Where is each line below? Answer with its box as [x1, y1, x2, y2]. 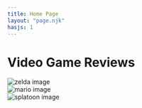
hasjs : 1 [7, 23, 33, 31]
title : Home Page [7, 10, 59, 18]
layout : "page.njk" [7, 17, 65, 24]
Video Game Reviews [7, 54, 136, 70]
